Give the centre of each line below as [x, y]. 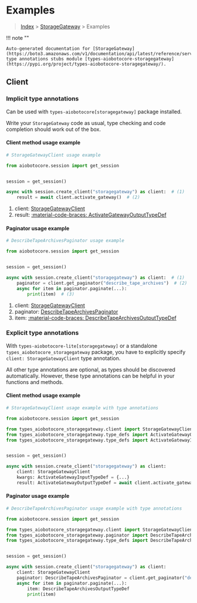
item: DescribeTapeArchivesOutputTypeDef [79, 589]
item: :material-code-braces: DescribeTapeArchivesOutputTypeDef [96, 318]
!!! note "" [18, 38]
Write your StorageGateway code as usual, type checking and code [86, 123]
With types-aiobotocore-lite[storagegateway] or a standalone [82, 346]
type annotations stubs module [44, 59]
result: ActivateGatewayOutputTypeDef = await [74, 483]
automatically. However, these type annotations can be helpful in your [90, 376]
